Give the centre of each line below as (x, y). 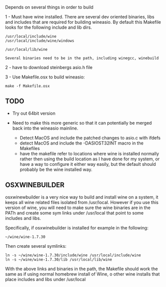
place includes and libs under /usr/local (45, 279)
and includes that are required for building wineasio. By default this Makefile (83, 22)
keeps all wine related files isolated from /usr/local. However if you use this (82, 202)
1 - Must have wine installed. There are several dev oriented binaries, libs (80, 17)
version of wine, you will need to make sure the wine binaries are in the (78, 208)
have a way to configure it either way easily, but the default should (88, 164)
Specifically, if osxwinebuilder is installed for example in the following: (77, 227)
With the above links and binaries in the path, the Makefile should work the (82, 269)
